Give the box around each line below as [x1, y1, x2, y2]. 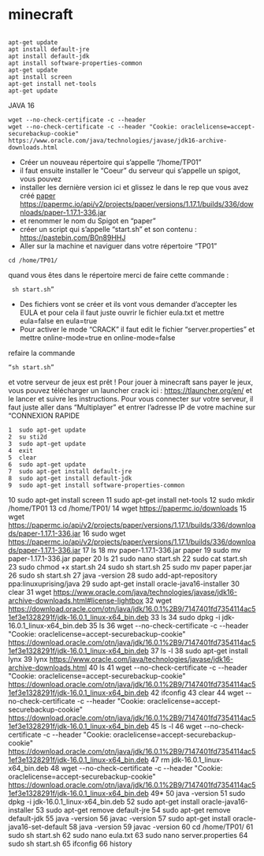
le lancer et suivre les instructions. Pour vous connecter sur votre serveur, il [8, 394, 254, 403]
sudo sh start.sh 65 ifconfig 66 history [8, 839, 132, 848]
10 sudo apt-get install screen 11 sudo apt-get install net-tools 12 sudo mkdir [8, 495, 255, 504]
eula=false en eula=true [19, 316, 98, 325]
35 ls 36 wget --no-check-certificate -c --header [88, 621, 249, 630]
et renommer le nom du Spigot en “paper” [19, 215, 156, 226]
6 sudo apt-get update [8, 460, 87, 469]
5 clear [8, 454, 37, 462]
